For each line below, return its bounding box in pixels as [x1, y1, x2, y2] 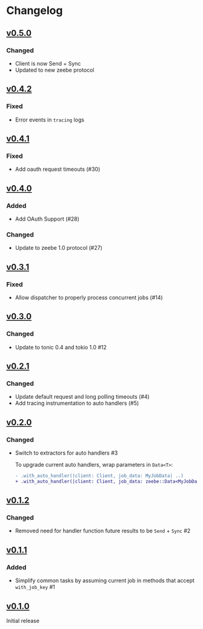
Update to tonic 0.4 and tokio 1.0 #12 [15, 343, 107, 351]
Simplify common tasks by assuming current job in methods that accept [15, 577, 195, 584]
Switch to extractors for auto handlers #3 [15, 449, 118, 456]
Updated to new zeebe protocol [15, 66, 95, 74]
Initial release [6, 617, 39, 624]
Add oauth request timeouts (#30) [15, 165, 101, 173]
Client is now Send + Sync [15, 60, 81, 67]
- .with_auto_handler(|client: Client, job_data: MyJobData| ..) [15, 472, 184, 479]
